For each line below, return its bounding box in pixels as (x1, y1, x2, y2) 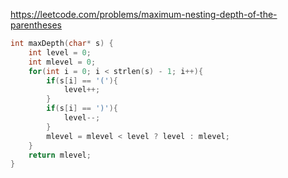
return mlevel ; (28, 150, 92, 160)
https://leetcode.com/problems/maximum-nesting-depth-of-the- (10, 9, 278, 20)
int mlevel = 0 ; (28, 57, 97, 67)
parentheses (10, 19, 63, 31)
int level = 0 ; (28, 47, 92, 58)
